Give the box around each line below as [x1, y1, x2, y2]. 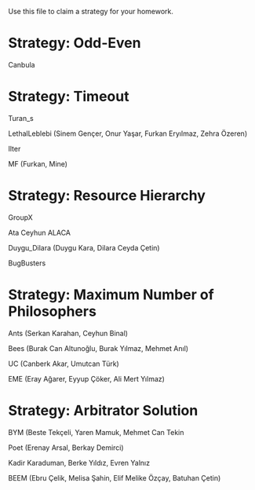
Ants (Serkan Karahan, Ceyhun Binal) [8, 328, 128, 338]
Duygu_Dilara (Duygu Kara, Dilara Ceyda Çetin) [8, 243, 160, 252]
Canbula [8, 60, 35, 69]
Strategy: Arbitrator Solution [8, 401, 199, 419]
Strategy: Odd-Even [8, 35, 141, 52]
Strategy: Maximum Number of [8, 286, 214, 303]
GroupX [8, 212, 33, 222]
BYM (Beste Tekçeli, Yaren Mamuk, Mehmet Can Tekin [8, 427, 184, 437]
